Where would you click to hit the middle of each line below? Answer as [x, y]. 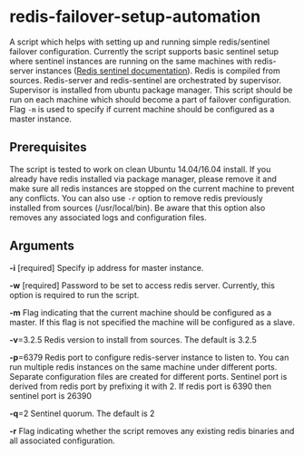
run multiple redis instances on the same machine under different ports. [143, 367]
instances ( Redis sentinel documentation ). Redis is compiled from [158, 71]
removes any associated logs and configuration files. [108, 217]
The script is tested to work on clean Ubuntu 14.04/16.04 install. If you [140, 169]
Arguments [42, 246]
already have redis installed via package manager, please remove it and [143, 179]
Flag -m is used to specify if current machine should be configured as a [142, 109]
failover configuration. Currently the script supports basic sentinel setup [144, 51]
